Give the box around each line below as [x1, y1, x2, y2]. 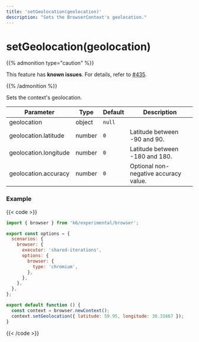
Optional [130, 162, 154, 170]
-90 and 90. [130, 135, 165, 143]
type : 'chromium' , [32, 263, 78, 269]
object [75, 118, 94, 127]
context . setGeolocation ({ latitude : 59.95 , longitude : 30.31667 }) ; [11, 313, 184, 319]
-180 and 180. [130, 152, 173, 161]
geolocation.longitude [9, 149, 70, 157]
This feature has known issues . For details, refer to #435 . [6, 71, 147, 78]
